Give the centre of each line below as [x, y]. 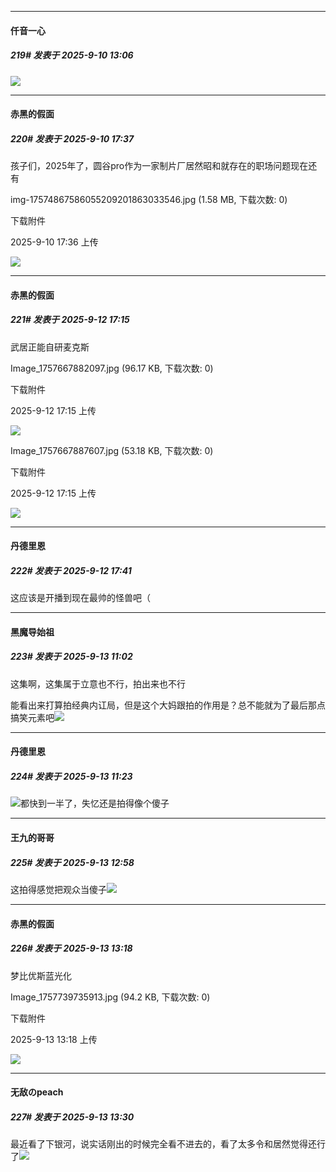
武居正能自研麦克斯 [50, 347]
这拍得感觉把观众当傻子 [58, 889]
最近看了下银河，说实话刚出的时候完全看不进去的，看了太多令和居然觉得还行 [168, 1144]
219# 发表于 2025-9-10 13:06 [72, 55]
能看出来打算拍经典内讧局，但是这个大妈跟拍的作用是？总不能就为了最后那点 [168, 705]
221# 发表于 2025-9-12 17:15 [70, 320]
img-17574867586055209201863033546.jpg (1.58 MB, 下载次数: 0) [149, 200]
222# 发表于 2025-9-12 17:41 [71, 570]
